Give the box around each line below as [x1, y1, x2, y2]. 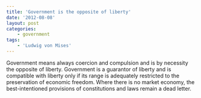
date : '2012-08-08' [6, 15, 56, 21]
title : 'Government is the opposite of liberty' [6, 8, 131, 15]
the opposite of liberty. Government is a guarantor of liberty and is [6, 65, 171, 73]
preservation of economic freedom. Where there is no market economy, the [6, 78, 195, 85]
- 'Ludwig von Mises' [17, 43, 71, 49]
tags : [6, 37, 20, 43]
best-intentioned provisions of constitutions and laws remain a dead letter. [6, 85, 192, 92]
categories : [6, 25, 36, 32]
